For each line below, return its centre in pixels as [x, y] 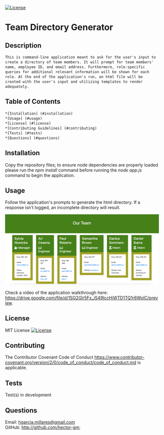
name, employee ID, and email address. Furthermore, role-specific [75, 67]
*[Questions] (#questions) [32, 138]
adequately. [17, 87]
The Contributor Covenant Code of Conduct [49, 357]
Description [23, 45]
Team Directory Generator [59, 27]
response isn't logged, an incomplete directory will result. [63, 208]
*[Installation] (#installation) [39, 113]
